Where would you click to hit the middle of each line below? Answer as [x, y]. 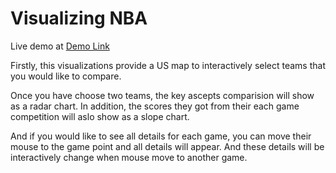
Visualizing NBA [79, 18]
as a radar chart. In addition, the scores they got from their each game [155, 106]
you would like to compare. [66, 76]
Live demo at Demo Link [60, 46]
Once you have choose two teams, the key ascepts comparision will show [162, 95]
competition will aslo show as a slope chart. [100, 116]
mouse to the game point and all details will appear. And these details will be [167, 146]
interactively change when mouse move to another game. [129, 157]
